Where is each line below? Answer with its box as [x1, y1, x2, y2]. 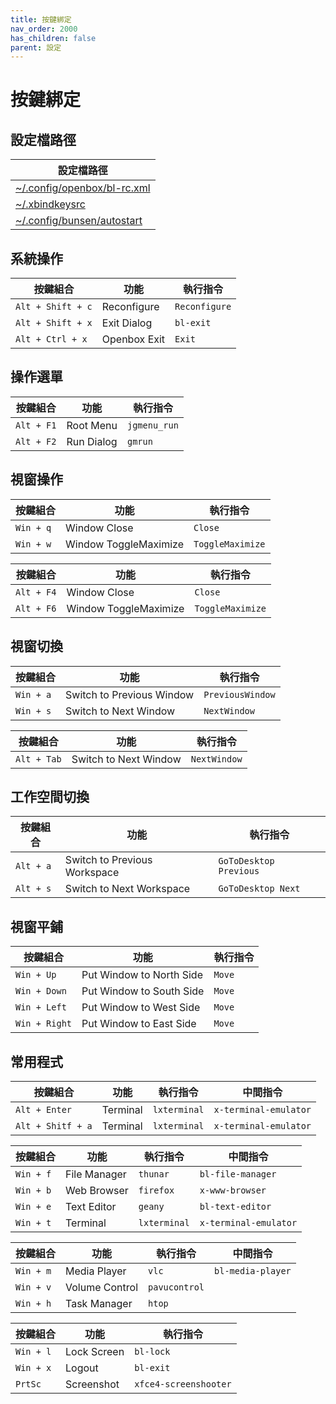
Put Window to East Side [81, 1017, 197, 1031]
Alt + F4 [15, 586, 57, 598]
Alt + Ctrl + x [15, 334, 88, 345]
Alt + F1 [15, 419, 57, 431]
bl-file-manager [199, 1168, 277, 1180]
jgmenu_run [126, 419, 179, 431]
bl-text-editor [199, 1201, 272, 1212]
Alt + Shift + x [15, 317, 93, 329]
